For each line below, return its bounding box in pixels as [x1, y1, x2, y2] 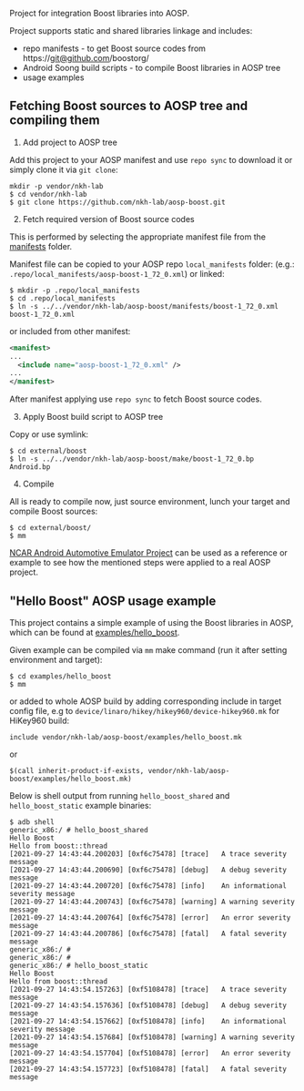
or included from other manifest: [9, 325, 131, 336]
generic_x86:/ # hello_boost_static [9, 961, 148, 970]
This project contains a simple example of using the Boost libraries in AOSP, [9, 617, 294, 627]
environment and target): [9, 655, 103, 665]
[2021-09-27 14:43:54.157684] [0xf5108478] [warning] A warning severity [9, 1033, 296, 1042]
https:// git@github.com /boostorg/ [22, 53, 150, 63]
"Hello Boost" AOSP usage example [9, 593, 217, 608]
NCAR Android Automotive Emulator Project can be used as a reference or [9, 547, 289, 558]
